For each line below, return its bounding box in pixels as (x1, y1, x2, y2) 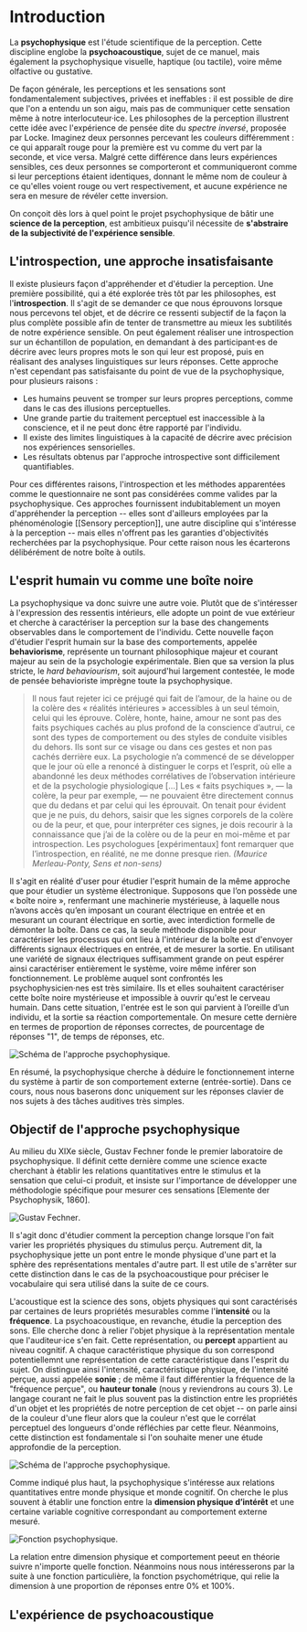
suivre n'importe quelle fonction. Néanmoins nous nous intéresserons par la (9, 1561, 295, 1573)
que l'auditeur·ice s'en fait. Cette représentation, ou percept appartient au (9, 1335, 288, 1346)
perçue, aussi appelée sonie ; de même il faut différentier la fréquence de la (9, 1373, 295, 1385)
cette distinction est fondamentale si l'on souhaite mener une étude (9, 1432, 263, 1443)
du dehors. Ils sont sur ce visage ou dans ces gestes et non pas (31, 741, 272, 752)
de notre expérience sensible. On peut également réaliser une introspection (9, 326, 294, 337)
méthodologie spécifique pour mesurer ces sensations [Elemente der (9, 1185, 270, 1196)
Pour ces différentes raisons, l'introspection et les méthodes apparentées (9, 478, 286, 490)
